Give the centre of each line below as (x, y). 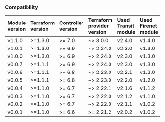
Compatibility (22, 7)
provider (98, 26)
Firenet (148, 26)
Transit (125, 26)
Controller (71, 23)
